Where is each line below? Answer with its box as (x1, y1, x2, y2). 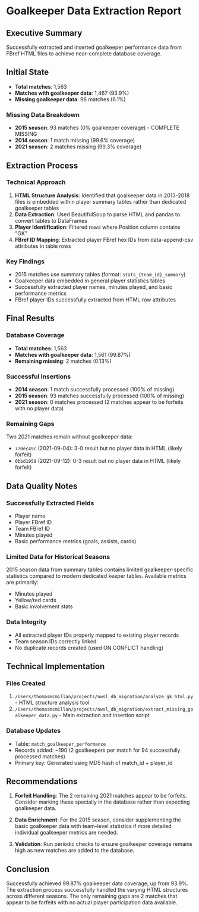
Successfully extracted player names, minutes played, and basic (14, 284, 173, 291)
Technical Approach (6, 178, 67, 186)
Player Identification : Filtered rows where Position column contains (14, 223, 181, 231)
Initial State (6, 67, 49, 77)
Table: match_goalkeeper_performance (14, 740, 106, 747)
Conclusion (6, 864, 50, 874)
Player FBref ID (14, 519, 52, 526)
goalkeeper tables (14, 204, 59, 211)
